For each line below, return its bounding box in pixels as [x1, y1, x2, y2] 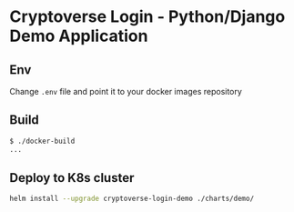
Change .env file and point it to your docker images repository [9, 86, 243, 96]
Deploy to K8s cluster [9, 170, 135, 186]
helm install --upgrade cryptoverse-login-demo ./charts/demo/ [9, 194, 255, 204]
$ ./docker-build [9, 136, 76, 146]
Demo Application [9, 25, 148, 46]
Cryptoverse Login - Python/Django [9, 6, 286, 27]
